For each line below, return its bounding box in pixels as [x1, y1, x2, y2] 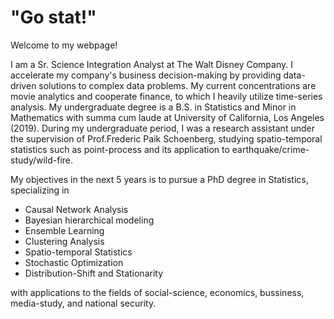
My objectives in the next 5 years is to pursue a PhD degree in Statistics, [10, 173, 309, 185]
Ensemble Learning [24, 224, 105, 236]
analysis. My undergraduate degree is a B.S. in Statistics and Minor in [10, 101, 297, 113]
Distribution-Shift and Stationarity [24, 267, 164, 279]
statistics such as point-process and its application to [10, 143, 230, 155]
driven [10, 79, 37, 91]
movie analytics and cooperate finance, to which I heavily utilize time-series [10, 90, 323, 102]
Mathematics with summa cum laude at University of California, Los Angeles [10, 111, 325, 123]
